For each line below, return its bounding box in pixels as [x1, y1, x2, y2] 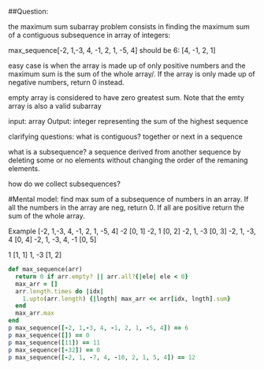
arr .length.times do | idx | [15, 287, 104, 295]
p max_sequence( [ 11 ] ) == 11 [8, 338, 101, 346]
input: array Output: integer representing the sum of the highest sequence [8, 117, 248, 125]
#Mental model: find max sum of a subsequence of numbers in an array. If [8, 195, 249, 203]
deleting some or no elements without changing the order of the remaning [8, 155, 248, 165]
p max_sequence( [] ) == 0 [8, 331, 90, 339]
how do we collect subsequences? [8, 179, 121, 188]
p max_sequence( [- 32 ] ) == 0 [8, 346, 101, 354]
